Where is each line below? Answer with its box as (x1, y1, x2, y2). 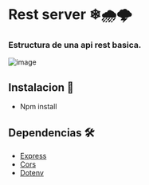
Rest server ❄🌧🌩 (8, 6, 132, 24)
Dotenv (19, 168, 44, 178)
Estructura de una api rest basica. (8, 40, 142, 51)
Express (19, 152, 47, 161)
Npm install (19, 102, 57, 112)
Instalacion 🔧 (8, 81, 74, 94)
